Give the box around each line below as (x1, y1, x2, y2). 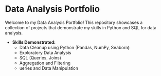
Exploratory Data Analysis (19, 50, 72, 56)
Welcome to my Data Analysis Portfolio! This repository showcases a (5, 19, 143, 25)
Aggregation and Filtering (19, 60, 71, 66)
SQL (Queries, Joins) (19, 55, 62, 60)
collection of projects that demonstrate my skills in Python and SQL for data (5, 24, 157, 30)
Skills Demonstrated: (12, 39, 56, 45)
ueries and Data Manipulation (19, 65, 79, 71)
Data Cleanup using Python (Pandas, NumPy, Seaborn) (19, 44, 130, 50)
